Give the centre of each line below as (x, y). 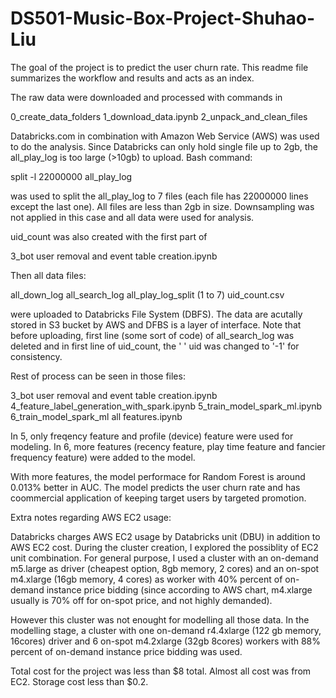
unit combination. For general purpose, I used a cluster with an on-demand (164, 558)
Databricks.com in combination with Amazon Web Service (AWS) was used (165, 136)
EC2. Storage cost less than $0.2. (79, 681)
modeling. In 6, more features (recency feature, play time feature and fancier (168, 446)
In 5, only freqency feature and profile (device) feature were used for (152, 436)
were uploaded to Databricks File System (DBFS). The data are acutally (156, 314)
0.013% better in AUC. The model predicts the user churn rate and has (155, 487)
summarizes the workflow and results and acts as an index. (132, 78)
